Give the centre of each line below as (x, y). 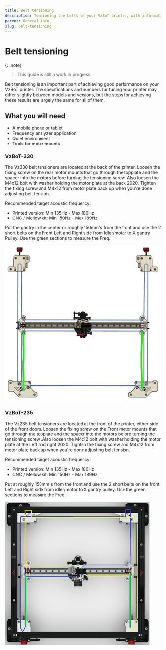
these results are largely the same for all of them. (55, 100)
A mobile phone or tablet (37, 128)
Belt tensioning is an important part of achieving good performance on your (82, 84)
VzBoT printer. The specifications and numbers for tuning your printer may (81, 90)
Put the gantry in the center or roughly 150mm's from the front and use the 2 (83, 228)
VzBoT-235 (19, 413)
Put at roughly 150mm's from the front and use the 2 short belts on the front (82, 484)
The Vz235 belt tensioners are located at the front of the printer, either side (82, 423)
